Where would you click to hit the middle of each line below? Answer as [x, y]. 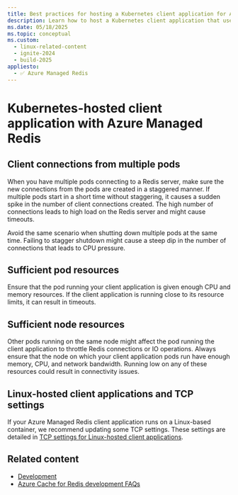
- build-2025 [33, 60]
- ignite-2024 [34, 54]
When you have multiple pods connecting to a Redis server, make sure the [116, 181]
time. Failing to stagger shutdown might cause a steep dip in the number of [117, 240]
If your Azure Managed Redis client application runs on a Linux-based [109, 421]
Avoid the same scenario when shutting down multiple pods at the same [112, 233]
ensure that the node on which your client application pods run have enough [119, 357]
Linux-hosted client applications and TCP [100, 394]
